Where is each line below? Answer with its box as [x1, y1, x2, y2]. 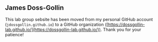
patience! [5, 31, 24, 37]
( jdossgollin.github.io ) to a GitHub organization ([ [5, 21, 108, 27]
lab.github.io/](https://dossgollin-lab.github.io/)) [5, 26, 101, 32]
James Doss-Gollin [5, 4, 64, 12]
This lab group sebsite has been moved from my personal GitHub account [5, 16, 153, 22]
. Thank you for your [100, 26, 141, 32]
